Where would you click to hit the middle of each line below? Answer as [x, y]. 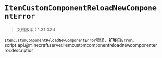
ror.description [19, 50]
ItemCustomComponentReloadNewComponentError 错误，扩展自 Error [68, 40]
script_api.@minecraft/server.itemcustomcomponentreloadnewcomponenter [81, 45]
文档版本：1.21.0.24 [36, 29]
